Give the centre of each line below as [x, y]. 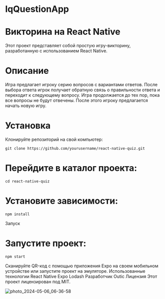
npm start [15, 256]
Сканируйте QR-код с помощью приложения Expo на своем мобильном [82, 266]
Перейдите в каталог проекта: [71, 168]
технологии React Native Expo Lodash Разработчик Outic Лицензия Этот [81, 276]
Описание [27, 71]
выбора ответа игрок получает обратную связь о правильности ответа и [82, 90]
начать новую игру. [26, 106]
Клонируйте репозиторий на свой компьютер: [54, 139]
